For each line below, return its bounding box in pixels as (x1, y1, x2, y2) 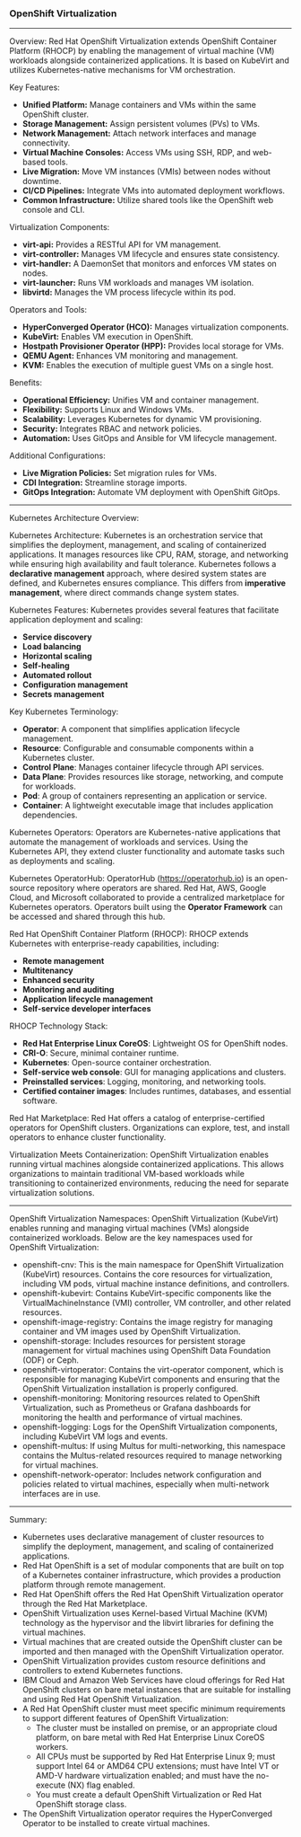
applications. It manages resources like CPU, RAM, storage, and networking (9, 549, 288, 560)
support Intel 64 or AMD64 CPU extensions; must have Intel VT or (35, 1761, 279, 1771)
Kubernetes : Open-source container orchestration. (21, 1057, 212, 1068)
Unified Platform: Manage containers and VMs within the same (21, 100, 257, 110)
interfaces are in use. (21, 1488, 101, 1499)
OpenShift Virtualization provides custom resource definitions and (21, 1656, 266, 1666)
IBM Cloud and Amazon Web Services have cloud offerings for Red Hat (21, 1674, 285, 1686)
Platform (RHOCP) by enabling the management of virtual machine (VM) (9, 46, 275, 57)
